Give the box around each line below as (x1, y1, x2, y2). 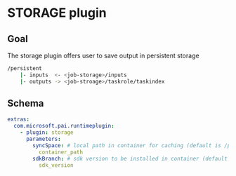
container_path (38, 149, 83, 156)
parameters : (25, 135, 61, 143)
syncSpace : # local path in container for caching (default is (32, 142, 221, 149)
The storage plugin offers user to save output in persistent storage (7, 51, 199, 60)
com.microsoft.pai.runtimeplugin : (13, 123, 114, 130)
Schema (7, 97, 44, 109)
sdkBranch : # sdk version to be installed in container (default (32, 155, 228, 162)
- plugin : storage (20, 129, 74, 136)
